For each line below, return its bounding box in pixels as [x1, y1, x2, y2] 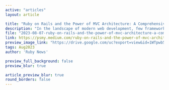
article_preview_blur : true [5, 72, 64, 77]
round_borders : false [5, 77, 51, 82]
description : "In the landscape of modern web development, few [5, 26, 143, 31]
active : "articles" [5, 7, 46, 13]
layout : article [5, 12, 39, 17]
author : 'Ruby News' [5, 49, 49, 55]
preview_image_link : [5, 40, 49, 46]
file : [5, 31, 17, 36]
